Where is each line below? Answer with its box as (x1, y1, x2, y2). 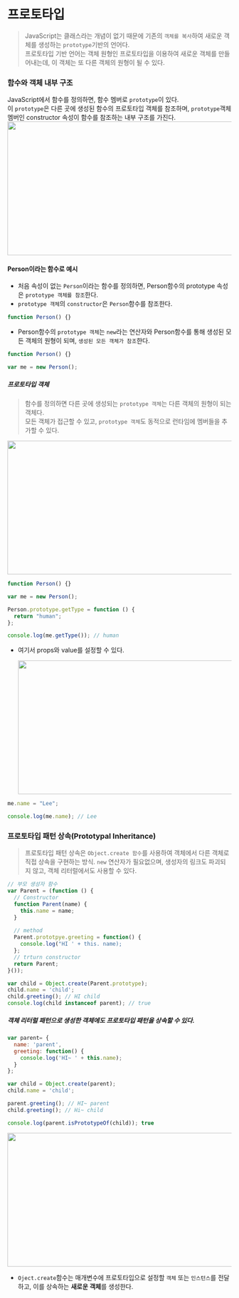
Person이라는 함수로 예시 (7, 265, 78, 273)
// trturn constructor (14, 954, 81, 961)
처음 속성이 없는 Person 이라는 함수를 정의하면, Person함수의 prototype (17, 282, 216, 290)
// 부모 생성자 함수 (7, 881, 58, 888)
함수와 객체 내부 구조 (7, 78, 73, 88)
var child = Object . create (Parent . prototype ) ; (7, 980, 148, 987)
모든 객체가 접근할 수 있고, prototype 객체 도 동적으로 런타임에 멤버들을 (24, 417, 221, 426)
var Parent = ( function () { (7, 887, 94, 895)
